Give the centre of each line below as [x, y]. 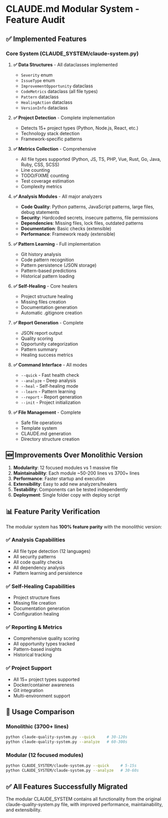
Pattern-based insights [37, 649]
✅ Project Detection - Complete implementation [64, 117]
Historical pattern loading [48, 276]
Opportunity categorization [49, 344]
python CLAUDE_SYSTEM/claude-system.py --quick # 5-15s [71, 766]
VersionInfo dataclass [44, 107]
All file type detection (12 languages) [52, 551]
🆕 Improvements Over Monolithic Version [74, 455]
